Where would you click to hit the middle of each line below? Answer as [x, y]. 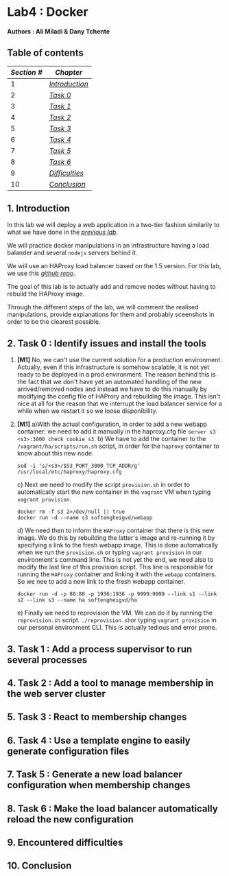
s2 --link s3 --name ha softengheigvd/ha [77, 600]
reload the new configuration [70, 819]
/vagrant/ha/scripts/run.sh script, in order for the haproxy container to [118, 446]
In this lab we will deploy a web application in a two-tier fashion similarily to [113, 225]
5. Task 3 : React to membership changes [97, 717]
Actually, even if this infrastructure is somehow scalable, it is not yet [113, 367]
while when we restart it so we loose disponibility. [87, 411]
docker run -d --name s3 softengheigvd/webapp [85, 518]
